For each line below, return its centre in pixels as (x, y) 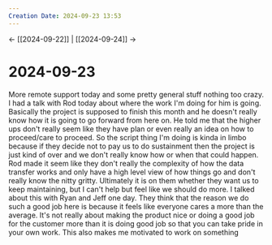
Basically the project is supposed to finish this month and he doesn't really (133, 111)
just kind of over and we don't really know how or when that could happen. (134, 154)
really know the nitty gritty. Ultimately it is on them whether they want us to (134, 180)
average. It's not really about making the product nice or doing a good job (132, 215)
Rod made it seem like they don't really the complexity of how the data (126, 163)
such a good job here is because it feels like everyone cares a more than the (136, 206)
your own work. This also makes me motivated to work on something (124, 232)
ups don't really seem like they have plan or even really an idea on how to (131, 129)
